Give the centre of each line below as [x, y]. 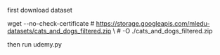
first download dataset [40, 10]
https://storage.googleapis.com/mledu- [153, 23]
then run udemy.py [34, 44]
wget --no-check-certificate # [51, 23]
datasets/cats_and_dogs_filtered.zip [59, 31]
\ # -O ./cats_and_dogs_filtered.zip [163, 31]
